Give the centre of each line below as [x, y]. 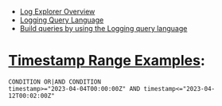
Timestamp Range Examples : [107, 61]
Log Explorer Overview [57, 12]
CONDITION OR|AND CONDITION [55, 82]
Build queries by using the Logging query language [103, 28]
